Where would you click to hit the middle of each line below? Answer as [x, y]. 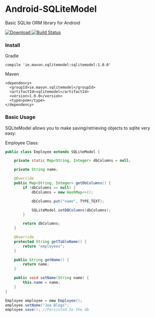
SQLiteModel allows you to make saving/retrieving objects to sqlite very [78, 128]
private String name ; [36, 170]
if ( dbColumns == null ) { [49, 188]
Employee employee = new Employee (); [44, 300]
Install [13, 45]
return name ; [36, 264]
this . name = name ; [42, 282]
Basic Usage [20, 117]
